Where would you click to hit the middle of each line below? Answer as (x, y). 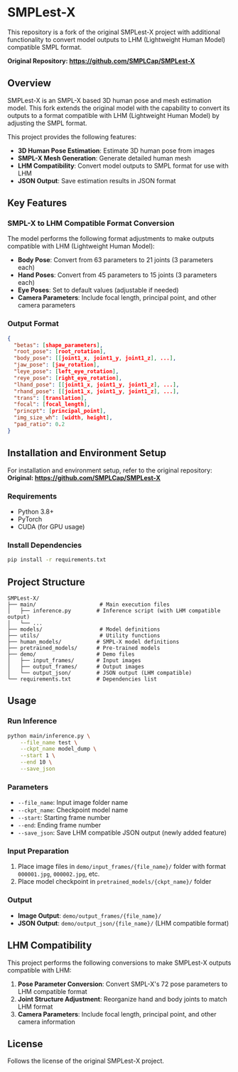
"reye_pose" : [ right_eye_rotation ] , (68, 378)
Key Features (37, 203)
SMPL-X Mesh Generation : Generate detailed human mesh (104, 158)
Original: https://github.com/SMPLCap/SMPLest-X (84, 477)
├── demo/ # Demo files (71, 654)
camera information (47, 1022)
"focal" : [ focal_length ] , (52, 405)
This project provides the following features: (72, 136)
